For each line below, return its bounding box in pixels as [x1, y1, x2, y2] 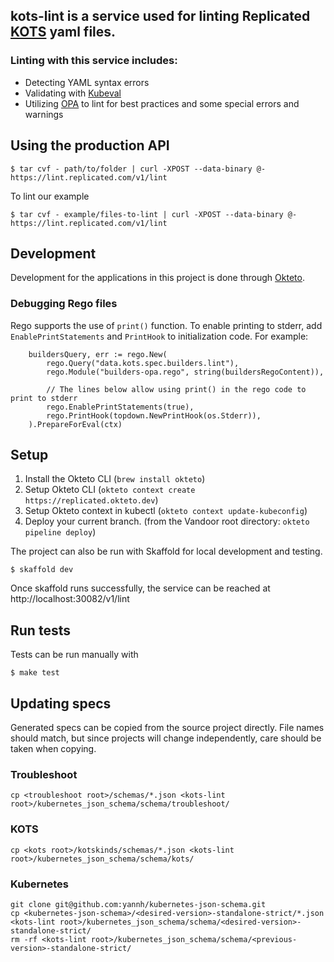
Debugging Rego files [10, 297, 118, 311]
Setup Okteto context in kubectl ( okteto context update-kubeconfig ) [24, 505, 308, 517]
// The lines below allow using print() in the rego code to [46, 384, 307, 394]
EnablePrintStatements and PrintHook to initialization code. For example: [10, 330, 309, 342]
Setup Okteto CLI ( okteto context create [24, 484, 196, 496]
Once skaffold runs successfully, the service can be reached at [10, 582, 271, 594]
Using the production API [10, 137, 170, 154]
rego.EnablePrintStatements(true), [46, 402, 195, 412]
